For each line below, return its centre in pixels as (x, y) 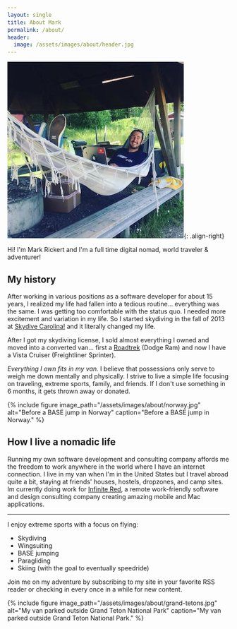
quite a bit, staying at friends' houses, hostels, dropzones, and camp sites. (115, 481)
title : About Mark (34, 22)
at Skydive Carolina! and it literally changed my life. (81, 326)
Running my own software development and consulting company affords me (118, 459)
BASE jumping (38, 553)
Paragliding (34, 561)
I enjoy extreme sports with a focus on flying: (73, 524)
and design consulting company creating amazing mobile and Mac (104, 496)
